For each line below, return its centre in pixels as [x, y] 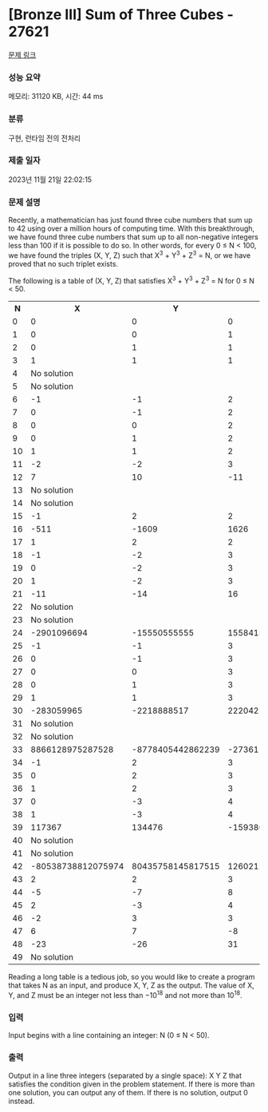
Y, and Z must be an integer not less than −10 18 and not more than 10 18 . [125, 995]
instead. [22, 1101]
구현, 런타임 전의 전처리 [45, 138]
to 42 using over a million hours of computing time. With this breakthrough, [132, 228]
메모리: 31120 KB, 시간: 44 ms [56, 97]
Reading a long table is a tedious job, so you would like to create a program [132, 977]
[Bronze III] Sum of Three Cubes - [121, 15]
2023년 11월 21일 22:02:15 [50, 179]
